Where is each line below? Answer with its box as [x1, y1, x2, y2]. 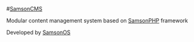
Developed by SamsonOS [6, 29, 71, 36]
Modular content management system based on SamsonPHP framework [6, 17, 188, 24]
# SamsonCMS [6, 5, 43, 12]
